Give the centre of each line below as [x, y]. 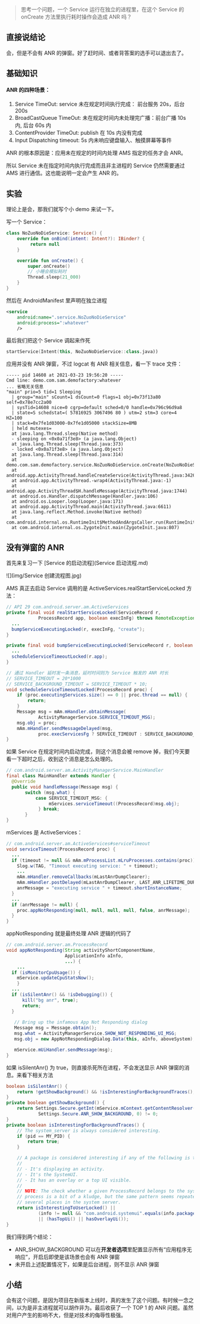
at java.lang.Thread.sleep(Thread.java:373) [68, 444]
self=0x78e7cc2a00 [29, 403]
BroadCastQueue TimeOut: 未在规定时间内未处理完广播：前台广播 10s [100, 118]
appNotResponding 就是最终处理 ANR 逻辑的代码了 [69, 933]
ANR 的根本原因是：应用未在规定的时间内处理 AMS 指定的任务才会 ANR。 [96, 153]
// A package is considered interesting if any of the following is [104, 1158]
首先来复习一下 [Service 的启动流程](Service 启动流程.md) [77, 563]
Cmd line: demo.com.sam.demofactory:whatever [63, 381]
